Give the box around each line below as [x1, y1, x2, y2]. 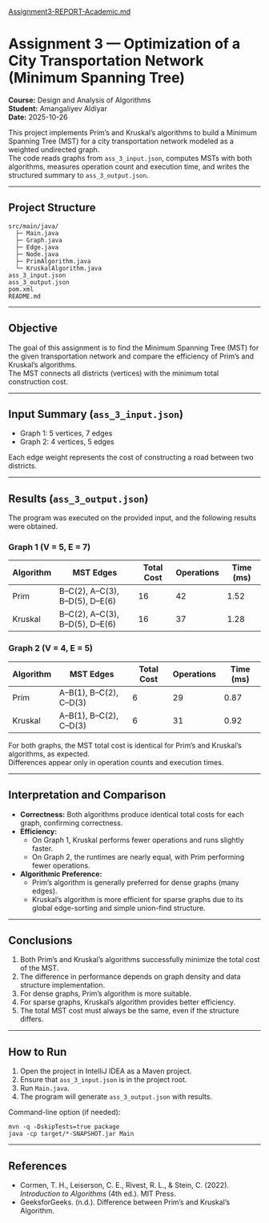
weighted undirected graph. [8, 144, 100, 154]
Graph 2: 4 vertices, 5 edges [19, 437, 114, 447]
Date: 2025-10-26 [8, 112, 68, 122]
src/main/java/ [8, 222, 59, 231]
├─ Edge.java [15, 243, 59, 251]
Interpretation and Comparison [8, 788, 167, 802]
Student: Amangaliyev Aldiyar [8, 103, 108, 113]
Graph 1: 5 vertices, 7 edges [19, 428, 113, 439]
